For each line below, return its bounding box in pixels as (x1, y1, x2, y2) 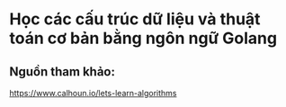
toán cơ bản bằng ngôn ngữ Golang (9, 28, 277, 49)
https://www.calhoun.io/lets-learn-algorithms (9, 88, 177, 98)
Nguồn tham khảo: (9, 64, 115, 79)
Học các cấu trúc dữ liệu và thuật (9, 9, 261, 30)
